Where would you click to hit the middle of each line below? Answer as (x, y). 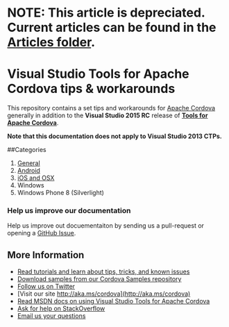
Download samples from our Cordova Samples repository (99, 279)
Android (28, 171)
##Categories (27, 150)
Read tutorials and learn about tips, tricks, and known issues (103, 271)
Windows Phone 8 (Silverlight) (60, 193)
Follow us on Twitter (46, 287)
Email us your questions (51, 316)
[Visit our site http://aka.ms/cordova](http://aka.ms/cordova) (104, 294)
